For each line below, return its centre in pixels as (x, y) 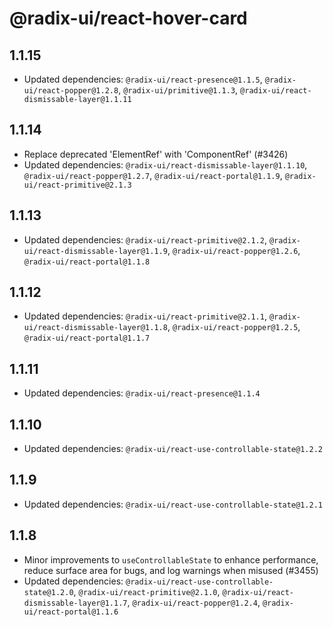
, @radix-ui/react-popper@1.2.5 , (234, 327)
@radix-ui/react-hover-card (128, 18)
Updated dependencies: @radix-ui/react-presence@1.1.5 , (143, 79)
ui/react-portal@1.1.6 (71, 612)
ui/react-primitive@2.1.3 (77, 185)
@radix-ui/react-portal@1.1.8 (87, 262)
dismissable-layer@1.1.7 (75, 603)
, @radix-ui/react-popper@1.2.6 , (234, 250)
